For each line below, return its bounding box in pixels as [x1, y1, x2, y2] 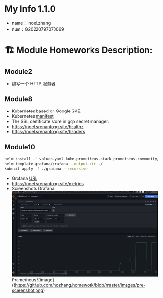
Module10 [4, 143, 35, 151]
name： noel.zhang [11, 20, 51, 26]
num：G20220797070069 [11, 26, 64, 32]
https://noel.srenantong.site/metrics [11, 181, 84, 186]
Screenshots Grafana [11, 186, 54, 192]
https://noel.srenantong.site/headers [11, 129, 86, 134]
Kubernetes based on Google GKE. [11, 108, 82, 114]
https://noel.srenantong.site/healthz [11, 123, 84, 130]
